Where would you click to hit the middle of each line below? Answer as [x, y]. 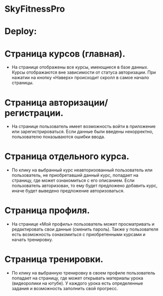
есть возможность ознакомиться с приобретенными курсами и [79, 234]
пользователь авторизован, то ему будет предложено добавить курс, [85, 186]
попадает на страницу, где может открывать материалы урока [77, 278]
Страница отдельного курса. [67, 157]
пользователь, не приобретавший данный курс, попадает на [75, 175]
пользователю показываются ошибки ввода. [58, 137]
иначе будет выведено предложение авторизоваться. [68, 191]
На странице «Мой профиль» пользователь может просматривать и [83, 224]
